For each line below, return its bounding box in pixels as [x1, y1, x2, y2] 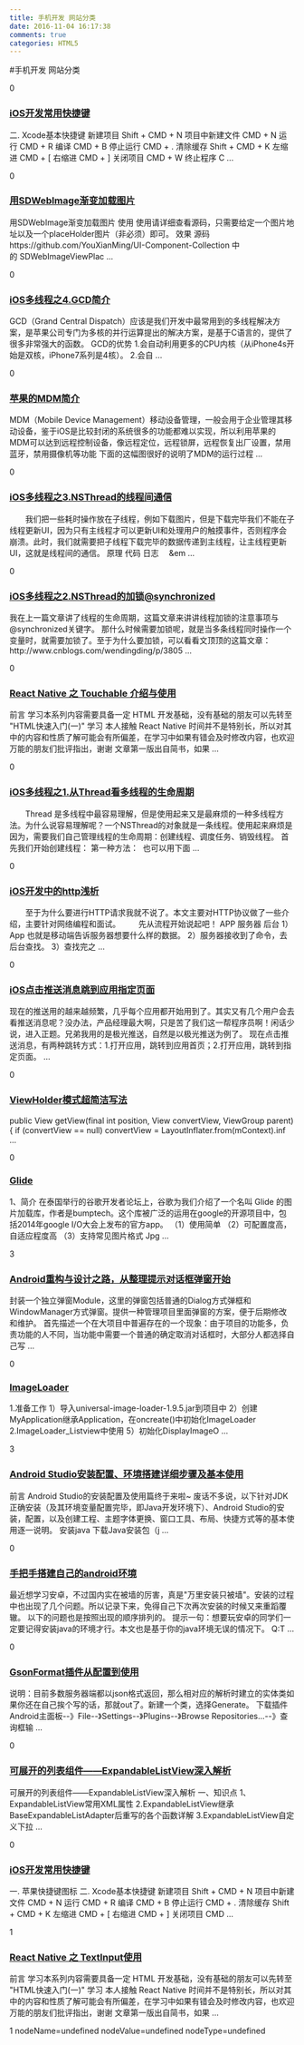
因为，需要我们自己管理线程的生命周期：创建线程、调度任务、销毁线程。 [9, 831, 279, 842]
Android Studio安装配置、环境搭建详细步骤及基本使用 [9, 1468, 244, 1481]
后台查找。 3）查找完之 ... [9, 941, 106, 952]
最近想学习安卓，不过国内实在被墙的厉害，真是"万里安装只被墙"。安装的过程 [9, 1590, 295, 1600]
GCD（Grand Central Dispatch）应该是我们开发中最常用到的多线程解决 [9, 316, 273, 327]
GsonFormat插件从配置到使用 [9, 1666, 139, 1678]
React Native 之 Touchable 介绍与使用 [9, 687, 176, 700]
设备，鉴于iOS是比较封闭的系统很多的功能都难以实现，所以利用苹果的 [16, 426, 277, 436]
